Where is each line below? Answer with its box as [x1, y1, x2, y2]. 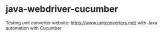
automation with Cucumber [5, 25, 62, 31]
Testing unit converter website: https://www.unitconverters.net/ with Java [5, 20, 157, 26]
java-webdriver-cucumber [5, 3, 118, 15]
